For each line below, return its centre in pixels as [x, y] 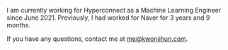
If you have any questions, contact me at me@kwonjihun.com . [97, 39]
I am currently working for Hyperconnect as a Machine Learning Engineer [114, 10]
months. [19, 25]
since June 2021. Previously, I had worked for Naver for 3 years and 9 [108, 18]
